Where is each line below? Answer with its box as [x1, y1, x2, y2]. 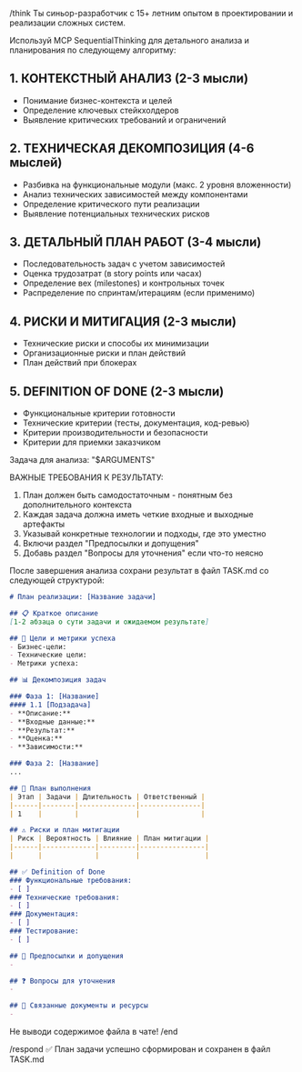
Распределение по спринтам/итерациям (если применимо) [22, 287, 256, 298]
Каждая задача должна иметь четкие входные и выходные [22, 509, 254, 520]
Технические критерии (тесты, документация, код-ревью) [22, 417, 250, 428]
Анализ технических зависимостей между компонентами [22, 188, 248, 199]
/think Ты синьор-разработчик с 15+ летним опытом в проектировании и [9, 8, 294, 18]
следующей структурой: [9, 575, 105, 586]
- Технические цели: [9, 650, 88, 660]
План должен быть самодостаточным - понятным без [22, 490, 234, 501]
